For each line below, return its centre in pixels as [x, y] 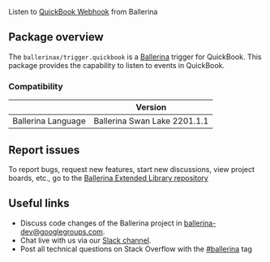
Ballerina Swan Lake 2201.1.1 [151, 121]
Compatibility [36, 86]
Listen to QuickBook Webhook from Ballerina [83, 12]
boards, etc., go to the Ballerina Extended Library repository [108, 178]
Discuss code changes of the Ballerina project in [101, 223]
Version [151, 107]
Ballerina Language [49, 121]
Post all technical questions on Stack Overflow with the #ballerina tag [136, 249]
